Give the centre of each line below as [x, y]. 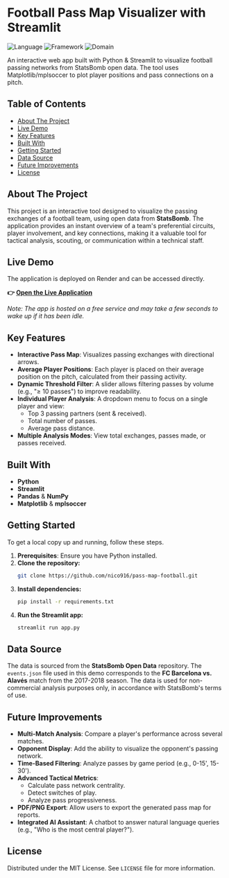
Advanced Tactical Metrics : [58, 778]
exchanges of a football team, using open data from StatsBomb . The [105, 218]
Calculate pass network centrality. [76, 786]
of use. [17, 696]
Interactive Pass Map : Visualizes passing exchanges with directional [116, 354]
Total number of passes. [62, 421]
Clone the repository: [49, 562]
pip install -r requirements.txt [66, 601]
